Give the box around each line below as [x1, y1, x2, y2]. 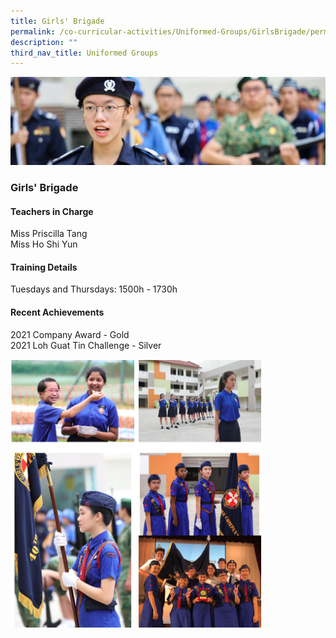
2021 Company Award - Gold [10, 328, 130, 340]
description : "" [10, 37, 78, 47]
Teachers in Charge [10, 205, 94, 217]
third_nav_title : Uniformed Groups [10, 48, 159, 58]
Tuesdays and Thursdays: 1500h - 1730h [10, 283, 178, 295]
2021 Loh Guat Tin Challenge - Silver [10, 339, 162, 351]
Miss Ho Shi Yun [10, 238, 78, 250]
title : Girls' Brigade [10, 16, 105, 26]
